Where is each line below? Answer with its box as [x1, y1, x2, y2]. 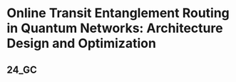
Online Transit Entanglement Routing [6, 5, 230, 21]
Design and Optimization [6, 36, 156, 51]
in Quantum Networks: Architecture [6, 20, 223, 36]
